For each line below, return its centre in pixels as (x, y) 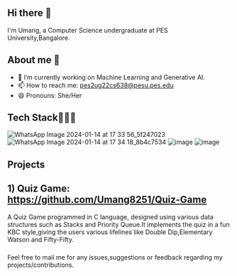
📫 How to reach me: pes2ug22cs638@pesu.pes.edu (95, 85)
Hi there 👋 (29, 13)
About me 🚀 (34, 60)
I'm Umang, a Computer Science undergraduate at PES (88, 30)
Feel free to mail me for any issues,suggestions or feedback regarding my (115, 257)
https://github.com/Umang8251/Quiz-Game (107, 200)
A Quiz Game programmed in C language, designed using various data (111, 216)
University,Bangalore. (39, 38)
